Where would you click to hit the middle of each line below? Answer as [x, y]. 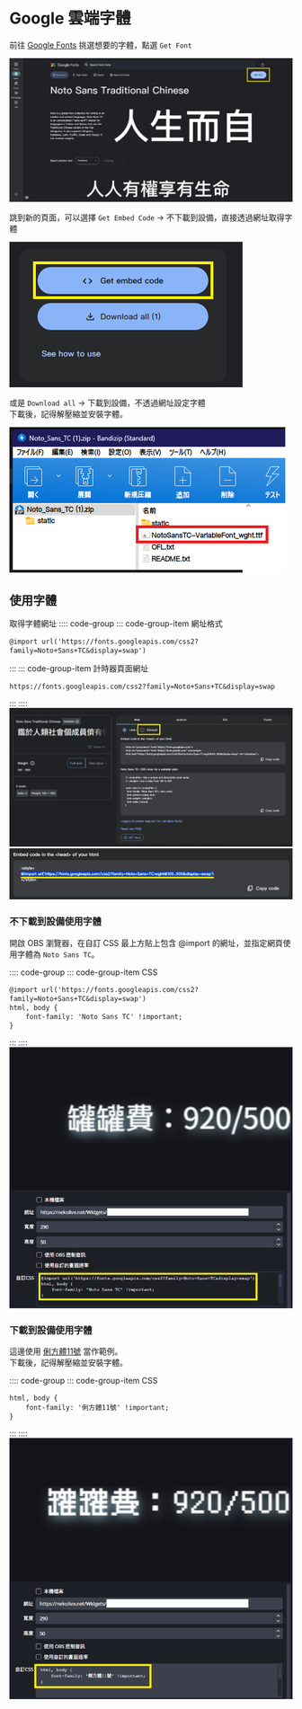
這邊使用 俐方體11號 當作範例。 [66, 1351]
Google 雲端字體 [70, 18]
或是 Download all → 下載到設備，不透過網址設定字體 [108, 403]
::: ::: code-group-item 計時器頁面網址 [79, 669]
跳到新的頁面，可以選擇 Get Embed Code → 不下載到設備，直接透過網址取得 [147, 217]
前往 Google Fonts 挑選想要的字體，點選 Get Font [101, 45]
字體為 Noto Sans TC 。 [58, 954]
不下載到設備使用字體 [55, 922]
